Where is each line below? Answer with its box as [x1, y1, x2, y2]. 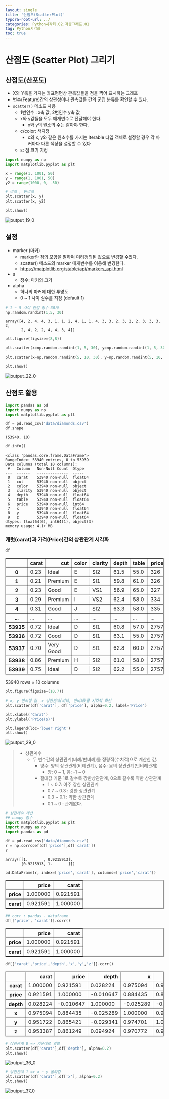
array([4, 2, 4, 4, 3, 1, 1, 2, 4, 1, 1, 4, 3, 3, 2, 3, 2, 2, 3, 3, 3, [5, 319, 161, 324]
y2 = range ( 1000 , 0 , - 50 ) [5, 180, 59, 185]
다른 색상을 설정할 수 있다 [41, 141, 91, 146]
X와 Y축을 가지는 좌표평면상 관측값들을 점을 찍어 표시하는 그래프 [12, 90, 138, 96]
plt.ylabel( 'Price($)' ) [5, 717, 55, 722]
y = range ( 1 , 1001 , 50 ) [5, 175, 55, 181]
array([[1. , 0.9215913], [5, 857, 73, 862]
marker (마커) [12, 247, 40, 253]
